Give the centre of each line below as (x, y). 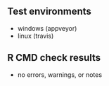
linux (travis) (36, 36)
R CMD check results (54, 58)
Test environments (49, 12)
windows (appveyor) (47, 28)
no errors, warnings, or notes (60, 74)
